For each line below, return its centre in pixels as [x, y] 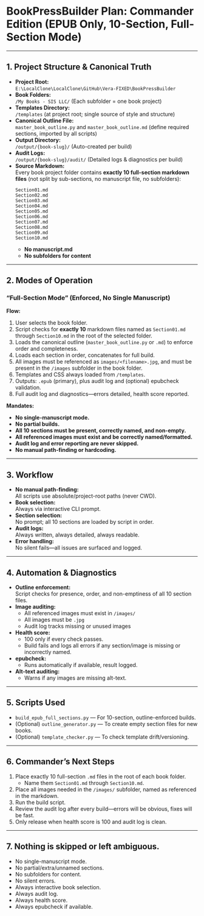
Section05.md [32, 211]
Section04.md [32, 206]
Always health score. [41, 900]
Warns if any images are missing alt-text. [75, 678]
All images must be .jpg [54, 620]
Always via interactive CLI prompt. [58, 509]
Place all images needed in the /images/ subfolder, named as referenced [106, 789]
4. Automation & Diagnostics [62, 573]
